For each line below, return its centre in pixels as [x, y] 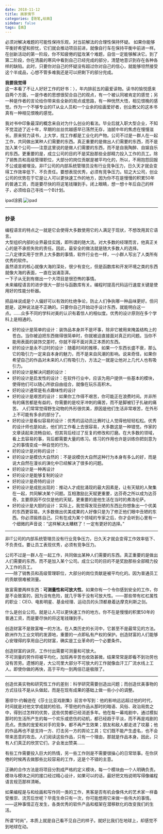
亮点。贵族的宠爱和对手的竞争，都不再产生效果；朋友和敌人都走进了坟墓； [79, 725]
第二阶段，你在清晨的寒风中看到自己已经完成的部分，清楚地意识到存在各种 [79, 60]
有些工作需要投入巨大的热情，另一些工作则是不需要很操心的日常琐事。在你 [79, 753]
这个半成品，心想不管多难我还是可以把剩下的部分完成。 [60, 72]
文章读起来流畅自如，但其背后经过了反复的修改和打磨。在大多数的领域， [84, 433]
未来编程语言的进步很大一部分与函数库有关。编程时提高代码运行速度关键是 [79, 285]
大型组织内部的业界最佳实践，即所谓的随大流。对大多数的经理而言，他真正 [79, 242]
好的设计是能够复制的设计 [38, 475]
